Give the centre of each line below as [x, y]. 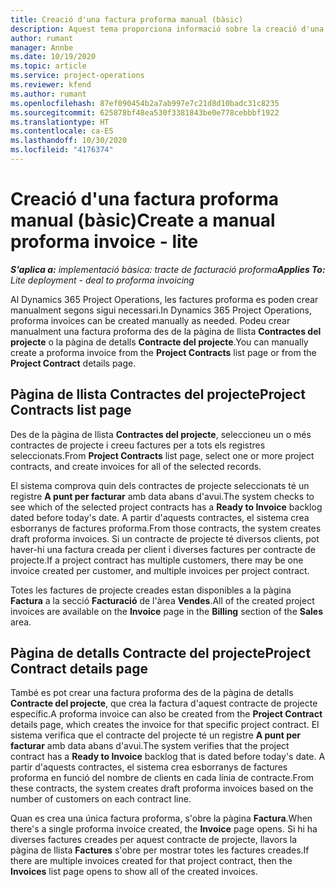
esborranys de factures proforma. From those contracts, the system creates [166, 528]
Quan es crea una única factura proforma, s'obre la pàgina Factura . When [161, 818]
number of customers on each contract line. [101, 799]
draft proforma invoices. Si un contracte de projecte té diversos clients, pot [165, 538]
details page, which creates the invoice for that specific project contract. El [165, 725]
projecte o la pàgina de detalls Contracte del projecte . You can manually [159, 342]
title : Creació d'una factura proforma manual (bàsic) [127, 19]
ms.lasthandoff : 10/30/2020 [69, 141]
